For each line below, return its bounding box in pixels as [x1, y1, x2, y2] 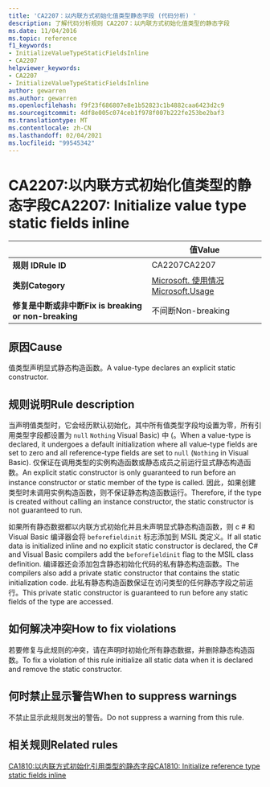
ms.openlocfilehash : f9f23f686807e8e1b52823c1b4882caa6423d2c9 [8, 101, 225, 109]
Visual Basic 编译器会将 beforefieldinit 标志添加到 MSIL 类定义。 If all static [8, 532, 262, 542]
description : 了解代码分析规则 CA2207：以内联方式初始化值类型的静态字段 [8, 19, 231, 27]
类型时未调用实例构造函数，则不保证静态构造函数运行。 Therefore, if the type [8, 488, 262, 497]
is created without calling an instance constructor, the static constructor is [8, 497, 255, 507]
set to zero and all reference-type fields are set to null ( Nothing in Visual [8, 448, 249, 458]
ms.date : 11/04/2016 [8, 27, 78, 35]
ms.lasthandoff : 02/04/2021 [8, 131, 103, 139]
